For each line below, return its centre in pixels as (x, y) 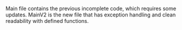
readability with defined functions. (47, 21)
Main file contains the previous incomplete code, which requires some (91, 9)
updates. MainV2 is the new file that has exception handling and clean (91, 15)
